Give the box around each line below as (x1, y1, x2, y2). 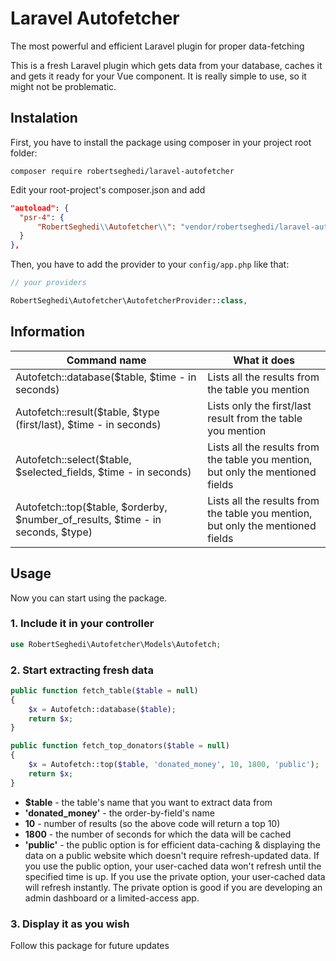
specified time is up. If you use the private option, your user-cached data (24, 870, 326, 882)
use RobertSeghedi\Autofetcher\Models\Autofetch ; (10, 639, 222, 649)
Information (10, 323, 86, 341)
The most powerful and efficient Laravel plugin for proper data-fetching (10, 40, 305, 52)
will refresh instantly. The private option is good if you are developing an (24, 881, 323, 893)
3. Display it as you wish (10, 917, 130, 931)
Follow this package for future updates (10, 940, 170, 952)
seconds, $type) (15, 525, 93, 539)
